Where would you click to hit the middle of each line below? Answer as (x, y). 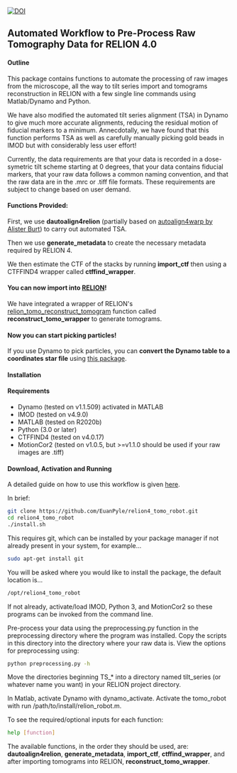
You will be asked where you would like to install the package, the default (114, 572)
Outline (18, 62)
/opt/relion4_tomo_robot (44, 593)
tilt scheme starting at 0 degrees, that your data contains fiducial (129, 167)
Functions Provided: (38, 206)
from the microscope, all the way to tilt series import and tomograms (108, 86)
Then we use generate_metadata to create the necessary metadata (107, 243)
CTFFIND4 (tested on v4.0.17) (61, 437)
